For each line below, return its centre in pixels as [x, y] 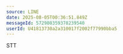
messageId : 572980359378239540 [46, 23]
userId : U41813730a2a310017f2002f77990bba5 [62, 28]
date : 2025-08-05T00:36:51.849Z [47, 17]
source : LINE [23, 12]
